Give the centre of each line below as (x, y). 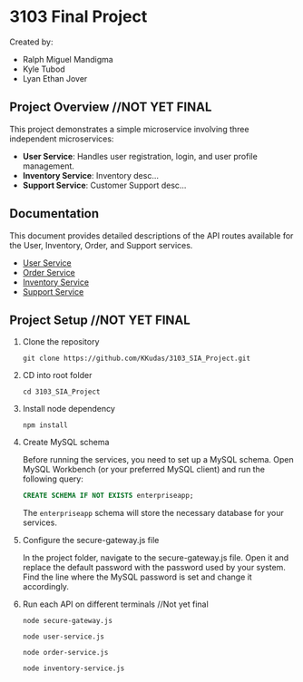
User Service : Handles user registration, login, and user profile (140, 156)
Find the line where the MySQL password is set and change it (137, 577)
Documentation (54, 214)
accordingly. (46, 587)
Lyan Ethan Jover (55, 78)
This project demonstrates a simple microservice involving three (129, 129)
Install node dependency (69, 409)
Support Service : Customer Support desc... (104, 185)
